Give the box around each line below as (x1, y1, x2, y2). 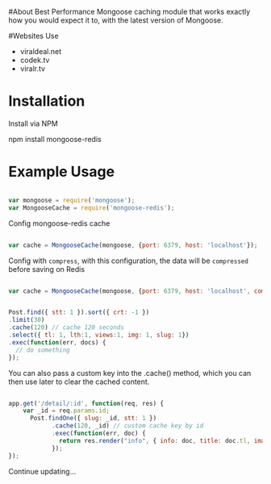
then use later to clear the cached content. (8, 377, 150, 386)
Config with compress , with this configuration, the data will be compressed (8, 256, 248, 265)
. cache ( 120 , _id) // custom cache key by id (51, 422, 204, 430)
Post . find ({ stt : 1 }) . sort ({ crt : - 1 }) (8, 308, 150, 317)
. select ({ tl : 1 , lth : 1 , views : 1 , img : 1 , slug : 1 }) (8, 331, 190, 339)
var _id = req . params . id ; (23, 407, 110, 415)
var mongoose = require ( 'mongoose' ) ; (8, 196, 135, 204)
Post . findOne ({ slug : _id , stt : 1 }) (29, 415, 157, 423)
